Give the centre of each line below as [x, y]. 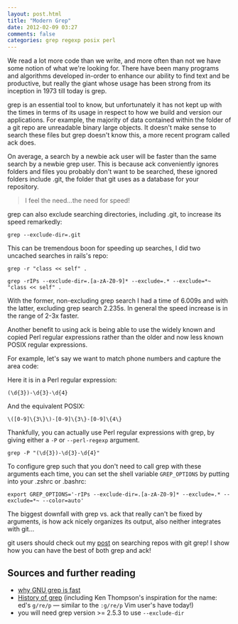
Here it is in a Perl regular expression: [62, 380]
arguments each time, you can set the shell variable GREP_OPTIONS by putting [118, 474]
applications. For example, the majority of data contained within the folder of [119, 120]
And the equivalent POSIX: [46, 406]
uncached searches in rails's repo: [58, 256]
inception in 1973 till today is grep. [57, 91]
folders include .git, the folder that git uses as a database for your [103, 180]
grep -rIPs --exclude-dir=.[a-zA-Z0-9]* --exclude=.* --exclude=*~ [109, 281]
